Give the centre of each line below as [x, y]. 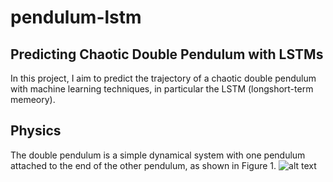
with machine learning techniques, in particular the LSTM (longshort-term [162, 89]
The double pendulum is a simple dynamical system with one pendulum [158, 155]
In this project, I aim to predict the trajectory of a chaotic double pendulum [163, 78]
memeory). [33, 99]
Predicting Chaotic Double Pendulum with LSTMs [167, 54]
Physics [36, 131]
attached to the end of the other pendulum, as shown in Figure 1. [143, 165]
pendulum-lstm [76, 17]
